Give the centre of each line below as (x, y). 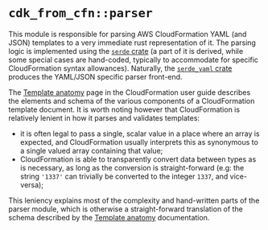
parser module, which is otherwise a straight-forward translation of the (126, 209)
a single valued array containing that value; (91, 150)
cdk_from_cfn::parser (80, 13)
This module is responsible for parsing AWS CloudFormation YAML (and (128, 34)
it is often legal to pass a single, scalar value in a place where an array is (140, 133)
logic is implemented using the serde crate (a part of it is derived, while (126, 51)
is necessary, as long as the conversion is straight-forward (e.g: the (132, 167)
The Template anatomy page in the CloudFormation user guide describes (130, 92)
